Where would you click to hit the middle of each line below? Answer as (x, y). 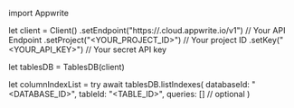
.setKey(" (266, 40)
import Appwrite (39, 13)
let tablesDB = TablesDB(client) (66, 67)
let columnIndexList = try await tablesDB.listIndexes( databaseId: (129, 84)
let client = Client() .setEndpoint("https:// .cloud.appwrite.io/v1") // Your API (147, 30)
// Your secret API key (126, 49)
